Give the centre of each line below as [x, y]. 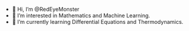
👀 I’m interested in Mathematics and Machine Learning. [81, 15]
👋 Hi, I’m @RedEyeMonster [46, 9]
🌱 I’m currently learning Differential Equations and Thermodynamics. [98, 22]
